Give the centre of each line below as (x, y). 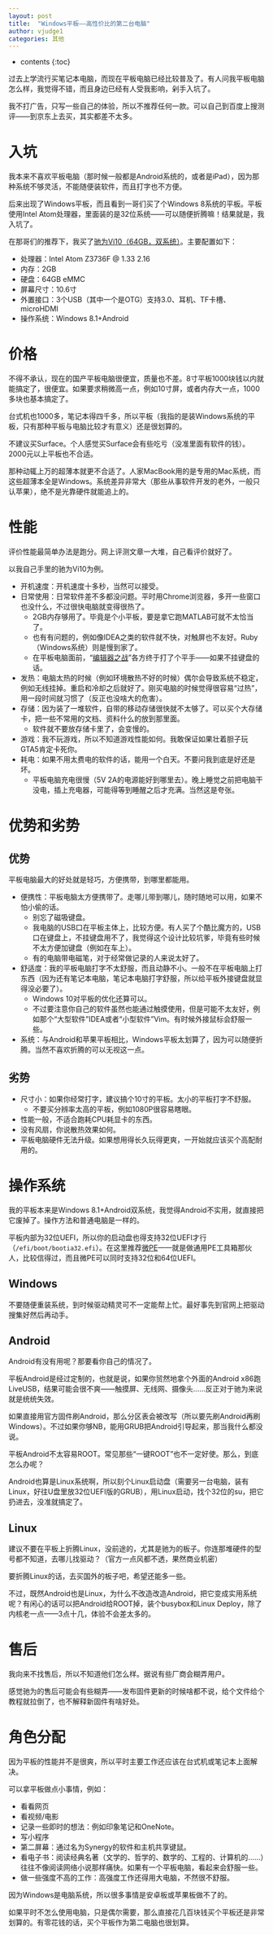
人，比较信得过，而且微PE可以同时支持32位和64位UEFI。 (104, 1258)
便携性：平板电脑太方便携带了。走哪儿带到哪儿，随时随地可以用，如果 (138, 897)
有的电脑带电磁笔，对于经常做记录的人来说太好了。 (118, 958)
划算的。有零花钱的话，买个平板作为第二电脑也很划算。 (101, 1923)
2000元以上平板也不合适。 (53, 454)
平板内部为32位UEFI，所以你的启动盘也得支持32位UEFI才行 (108, 1237)
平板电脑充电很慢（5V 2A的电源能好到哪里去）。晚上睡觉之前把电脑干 (147, 780)
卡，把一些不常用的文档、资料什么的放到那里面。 (102, 719)
